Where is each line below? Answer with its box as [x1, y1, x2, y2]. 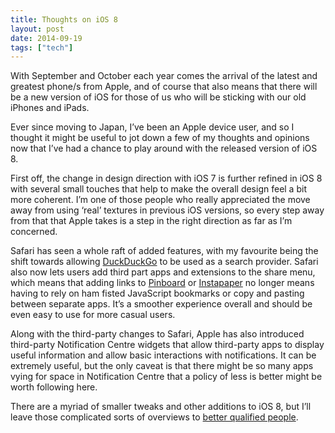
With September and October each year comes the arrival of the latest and [10, 70, 318, 82]
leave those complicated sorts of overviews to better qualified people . [10, 411, 299, 423]
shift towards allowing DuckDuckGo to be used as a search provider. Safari [10, 256, 319, 268]
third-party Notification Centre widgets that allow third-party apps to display [10, 339, 325, 351]
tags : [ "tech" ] [10, 42, 74, 53]
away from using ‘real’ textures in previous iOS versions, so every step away [10, 204, 325, 216]
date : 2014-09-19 [10, 33, 83, 43]
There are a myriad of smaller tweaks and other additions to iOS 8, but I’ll [10, 401, 312, 413]
